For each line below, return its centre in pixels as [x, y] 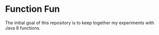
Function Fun [33, 9]
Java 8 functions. [23, 28]
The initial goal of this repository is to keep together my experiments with [80, 23]
